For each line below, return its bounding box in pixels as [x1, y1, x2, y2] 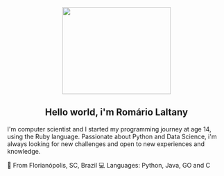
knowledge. [7, 147, 41, 155]
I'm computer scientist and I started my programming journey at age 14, [7, 125, 212, 133]
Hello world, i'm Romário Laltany [44, 106, 189, 118]
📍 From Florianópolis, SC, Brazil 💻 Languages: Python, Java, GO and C [7, 161, 210, 169]
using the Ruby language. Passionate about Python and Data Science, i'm [7, 132, 217, 141]
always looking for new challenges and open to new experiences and [7, 139, 205, 148]
